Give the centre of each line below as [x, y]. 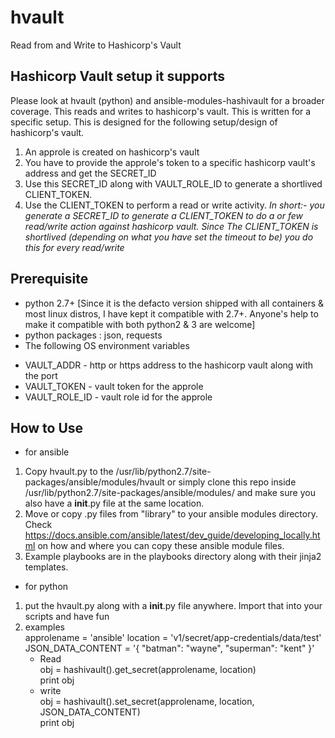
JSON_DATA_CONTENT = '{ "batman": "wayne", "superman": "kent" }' [169, 648]
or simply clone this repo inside [231, 482]
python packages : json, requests [93, 335]
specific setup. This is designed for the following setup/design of [144, 122]
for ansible [47, 452]
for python [46, 587]
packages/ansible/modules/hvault [94, 482]
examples [44, 627]
